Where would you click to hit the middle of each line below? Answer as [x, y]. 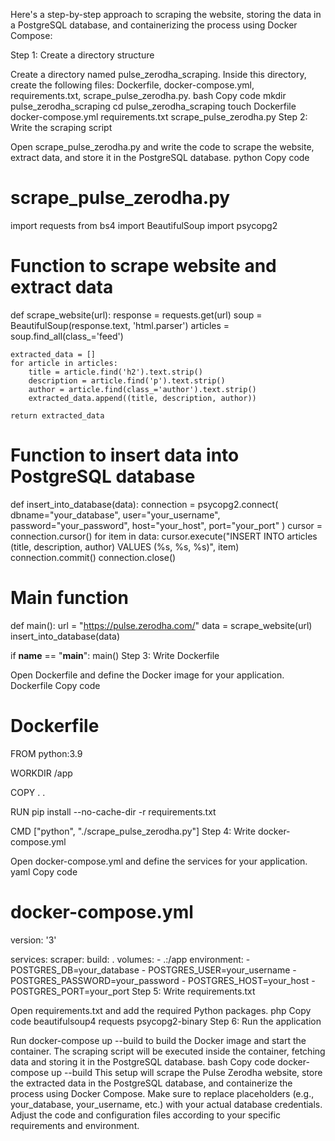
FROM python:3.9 [46, 753]
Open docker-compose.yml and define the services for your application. [159, 861]
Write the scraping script [61, 127]
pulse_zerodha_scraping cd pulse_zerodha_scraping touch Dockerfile [153, 106]
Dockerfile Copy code [55, 685]
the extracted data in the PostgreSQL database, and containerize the [151, 1083]
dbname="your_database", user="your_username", [115, 515]
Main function [69, 598]
